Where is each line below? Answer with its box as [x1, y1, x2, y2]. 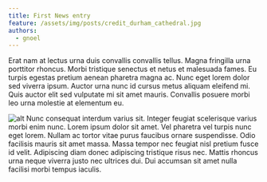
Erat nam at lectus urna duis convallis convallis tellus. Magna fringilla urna [8, 56, 251, 65]
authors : [8, 26, 37, 34]
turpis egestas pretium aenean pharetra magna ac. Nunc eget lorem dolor [8, 73, 250, 82]
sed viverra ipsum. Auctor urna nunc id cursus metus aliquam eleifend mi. [8, 81, 251, 91]
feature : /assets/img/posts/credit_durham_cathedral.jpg [8, 19, 202, 27]
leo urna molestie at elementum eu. [8, 98, 124, 108]
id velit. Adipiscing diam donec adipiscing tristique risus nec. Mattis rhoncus [8, 148, 259, 157]
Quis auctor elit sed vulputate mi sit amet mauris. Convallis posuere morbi [8, 89, 250, 100]
